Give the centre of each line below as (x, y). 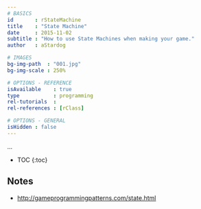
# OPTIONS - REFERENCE (39, 83)
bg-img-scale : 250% (37, 70)
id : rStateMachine (44, 20)
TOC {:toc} (32, 160)
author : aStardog (37, 45)
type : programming (50, 96)
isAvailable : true (39, 89)
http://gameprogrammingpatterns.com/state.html (86, 198)
